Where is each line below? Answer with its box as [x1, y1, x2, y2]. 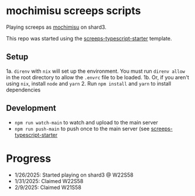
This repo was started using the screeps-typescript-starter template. [6, 35, 172, 42]
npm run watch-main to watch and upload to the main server [14, 119, 158, 126]
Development [6, 103, 57, 113]
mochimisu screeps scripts [6, 4, 141, 18]
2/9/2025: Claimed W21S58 [14, 184, 82, 191]
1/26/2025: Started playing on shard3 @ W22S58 [14, 171, 134, 178]
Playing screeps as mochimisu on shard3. [6, 23, 107, 31]
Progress [6, 151, 52, 165]
